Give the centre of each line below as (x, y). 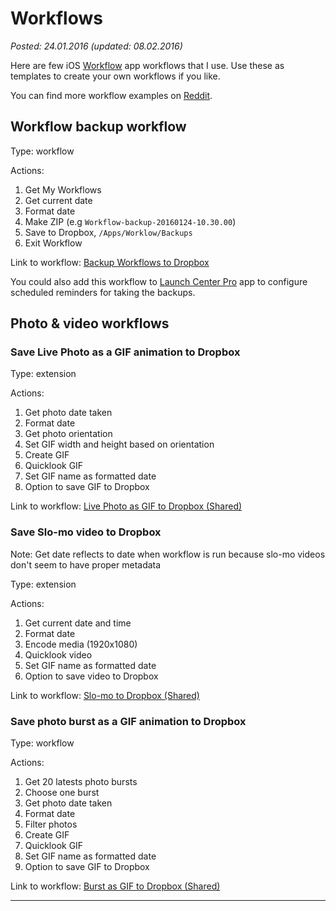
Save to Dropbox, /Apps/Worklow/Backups (108, 232)
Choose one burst (62, 793)
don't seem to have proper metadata (86, 564)
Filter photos (51, 824)
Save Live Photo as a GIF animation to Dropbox (125, 352)
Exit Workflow (53, 243)
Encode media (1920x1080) (81, 644)
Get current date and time (78, 623)
